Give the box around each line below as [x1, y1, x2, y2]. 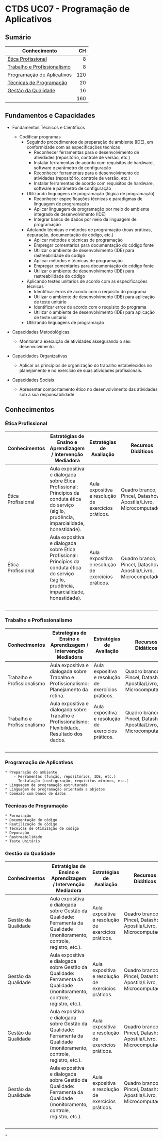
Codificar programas [19, 134, 61, 139]
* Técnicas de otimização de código [5, 826, 79, 831]
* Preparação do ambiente [5, 770, 57, 775]
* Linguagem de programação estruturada [5, 783, 88, 788]
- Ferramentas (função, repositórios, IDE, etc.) [14, 774, 116, 779]
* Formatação [5, 813, 32, 819]
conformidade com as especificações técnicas [26, 144, 120, 150]
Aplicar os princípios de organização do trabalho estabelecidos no [19, 362, 152, 368]
